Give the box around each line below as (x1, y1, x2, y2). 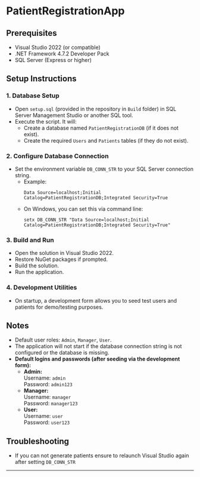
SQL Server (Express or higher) (14, 57, 92, 63)
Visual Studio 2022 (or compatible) (14, 44, 101, 51)
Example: (23, 178, 46, 185)
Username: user (23, 413, 64, 420)
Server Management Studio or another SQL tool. (14, 112, 133, 119)
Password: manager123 (23, 400, 78, 407)
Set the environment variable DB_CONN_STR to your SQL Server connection (14, 165, 194, 173)
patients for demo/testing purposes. (14, 303, 104, 310)
